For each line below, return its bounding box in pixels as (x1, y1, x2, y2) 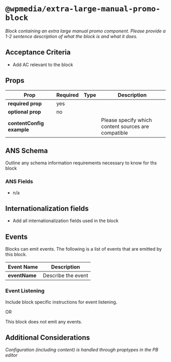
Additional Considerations (5, 333, 90, 342)
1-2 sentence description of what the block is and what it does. (5, 33, 138, 39)
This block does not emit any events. (5, 318, 82, 324)
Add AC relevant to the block (12, 62, 73, 68)
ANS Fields (5, 178, 33, 185)
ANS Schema (5, 146, 48, 155)
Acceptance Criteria (5, 48, 71, 57)
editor (5, 352, 18, 358)
